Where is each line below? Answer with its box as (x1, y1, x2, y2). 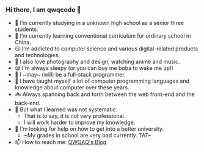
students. (14, 26, 38, 33)
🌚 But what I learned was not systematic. (14, 106, 117, 113)
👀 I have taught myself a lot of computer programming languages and (14, 77, 190, 85)
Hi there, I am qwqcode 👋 (5, 5, 81, 14)
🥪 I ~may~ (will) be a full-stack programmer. (14, 71, 126, 78)
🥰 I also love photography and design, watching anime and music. (14, 58, 181, 66)
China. (14, 39, 31, 46)
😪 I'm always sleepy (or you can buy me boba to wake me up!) (14, 64, 173, 72)
